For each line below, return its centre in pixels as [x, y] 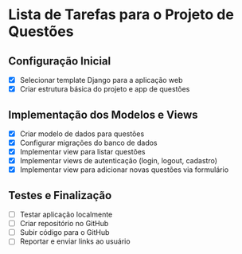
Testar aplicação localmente [66, 215]
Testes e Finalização [60, 195]
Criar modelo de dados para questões [82, 134]
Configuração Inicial [60, 61]
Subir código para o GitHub [64, 233]
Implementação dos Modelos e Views [103, 114]
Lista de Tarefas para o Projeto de [121, 15]
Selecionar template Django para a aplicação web [101, 80]
